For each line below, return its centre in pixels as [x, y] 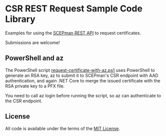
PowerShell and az [34, 58]
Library [20, 19]
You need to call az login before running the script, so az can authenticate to [83, 95]
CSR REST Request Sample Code [74, 9]
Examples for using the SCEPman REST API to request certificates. [73, 33]
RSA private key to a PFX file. [35, 86]
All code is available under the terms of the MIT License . [63, 128]
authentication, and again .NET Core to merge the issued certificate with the [83, 80]
